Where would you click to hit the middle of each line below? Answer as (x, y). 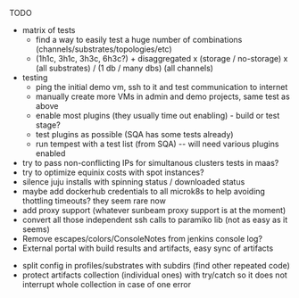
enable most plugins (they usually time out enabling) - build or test (158, 116)
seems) (36, 229)
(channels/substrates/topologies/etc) (104, 49)
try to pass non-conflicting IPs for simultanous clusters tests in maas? (150, 163)
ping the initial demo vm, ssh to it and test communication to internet (162, 87)
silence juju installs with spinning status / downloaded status (133, 182)
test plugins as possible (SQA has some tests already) (134, 134)
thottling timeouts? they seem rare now (94, 201)
